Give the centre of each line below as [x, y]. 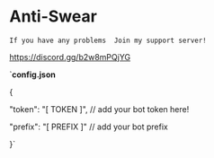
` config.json [33, 75]
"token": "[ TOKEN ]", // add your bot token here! [99, 109]
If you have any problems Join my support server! [108, 40]
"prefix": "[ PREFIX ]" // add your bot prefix [89, 127]
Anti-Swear [53, 17]
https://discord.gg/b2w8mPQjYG [70, 57]
